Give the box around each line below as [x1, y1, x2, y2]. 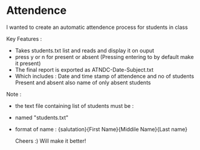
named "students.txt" [15, 114, 69, 121]
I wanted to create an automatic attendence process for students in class [6, 23, 189, 31]
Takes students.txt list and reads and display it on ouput [15, 46, 155, 54]
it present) [15, 60, 41, 67]
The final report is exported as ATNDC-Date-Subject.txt [15, 66, 154, 73]
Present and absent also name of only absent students [15, 79, 151, 86]
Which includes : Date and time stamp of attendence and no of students [15, 72, 195, 80]
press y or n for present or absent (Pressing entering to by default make [15, 53, 195, 60]
